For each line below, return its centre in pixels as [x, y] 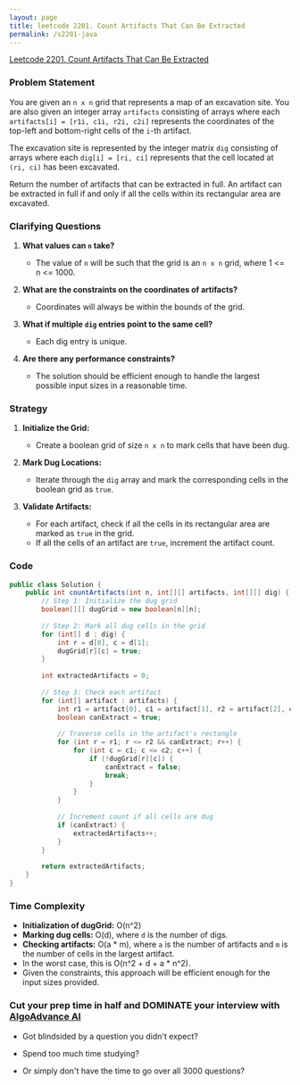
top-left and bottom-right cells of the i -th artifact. [100, 130]
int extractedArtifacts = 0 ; [96, 676]
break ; [117, 775]
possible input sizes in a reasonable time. [111, 385]
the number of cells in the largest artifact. [98, 954]
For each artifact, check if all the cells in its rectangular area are [153, 524]
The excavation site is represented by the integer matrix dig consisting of [144, 147]
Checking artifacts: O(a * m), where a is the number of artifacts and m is [155, 944]
